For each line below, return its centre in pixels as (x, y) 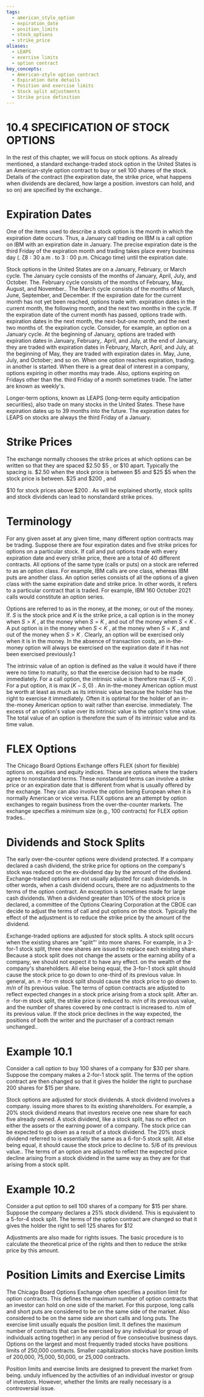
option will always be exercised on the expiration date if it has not (107, 647)
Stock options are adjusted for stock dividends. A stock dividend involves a (100, 1100)
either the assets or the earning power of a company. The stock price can (99, 1126)
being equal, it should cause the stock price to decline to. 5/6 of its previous (102, 1145)
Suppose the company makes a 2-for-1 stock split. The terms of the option (100, 1075)
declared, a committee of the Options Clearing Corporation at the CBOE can (101, 905)
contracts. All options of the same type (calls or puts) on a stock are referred (102, 564)
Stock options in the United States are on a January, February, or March (96, 269)
